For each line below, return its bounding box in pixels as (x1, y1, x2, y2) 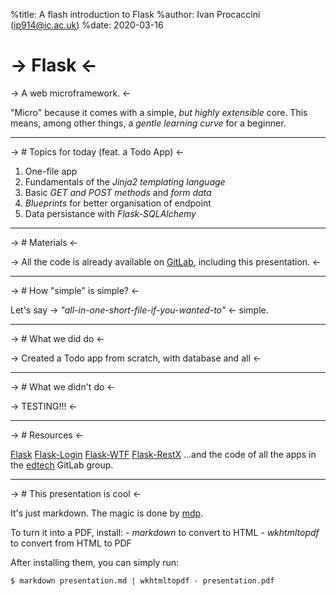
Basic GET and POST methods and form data (24, 186, 212, 198)
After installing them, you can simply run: (10, 556, 180, 568)
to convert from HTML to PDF (10, 537, 132, 549)
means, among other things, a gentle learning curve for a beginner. (10, 117, 287, 129)
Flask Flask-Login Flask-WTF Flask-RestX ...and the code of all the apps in (10, 448, 317, 460)
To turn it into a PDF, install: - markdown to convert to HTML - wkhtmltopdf (10, 526, 320, 538)
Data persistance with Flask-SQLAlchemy (24, 207, 197, 219)
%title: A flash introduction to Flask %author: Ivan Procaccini (10, 9, 261, 20)
